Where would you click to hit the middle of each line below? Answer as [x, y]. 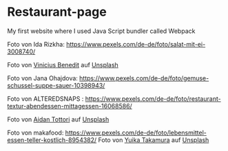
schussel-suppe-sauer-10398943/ [56, 85]
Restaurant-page [57, 12]
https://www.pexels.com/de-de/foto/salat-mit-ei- [136, 44]
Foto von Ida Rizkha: [36, 44]
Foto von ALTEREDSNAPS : [45, 98]
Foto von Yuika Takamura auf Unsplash [154, 140]
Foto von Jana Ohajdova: [42, 78]
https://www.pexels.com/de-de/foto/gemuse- [144, 78]
